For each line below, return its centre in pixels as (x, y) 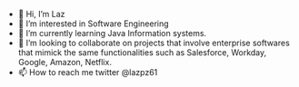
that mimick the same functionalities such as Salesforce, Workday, (142, 53)
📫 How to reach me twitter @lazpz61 (88, 72)
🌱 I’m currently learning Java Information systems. (112, 33)
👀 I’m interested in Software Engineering (94, 24)
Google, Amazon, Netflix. (65, 62)
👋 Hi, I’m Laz (41, 14)
